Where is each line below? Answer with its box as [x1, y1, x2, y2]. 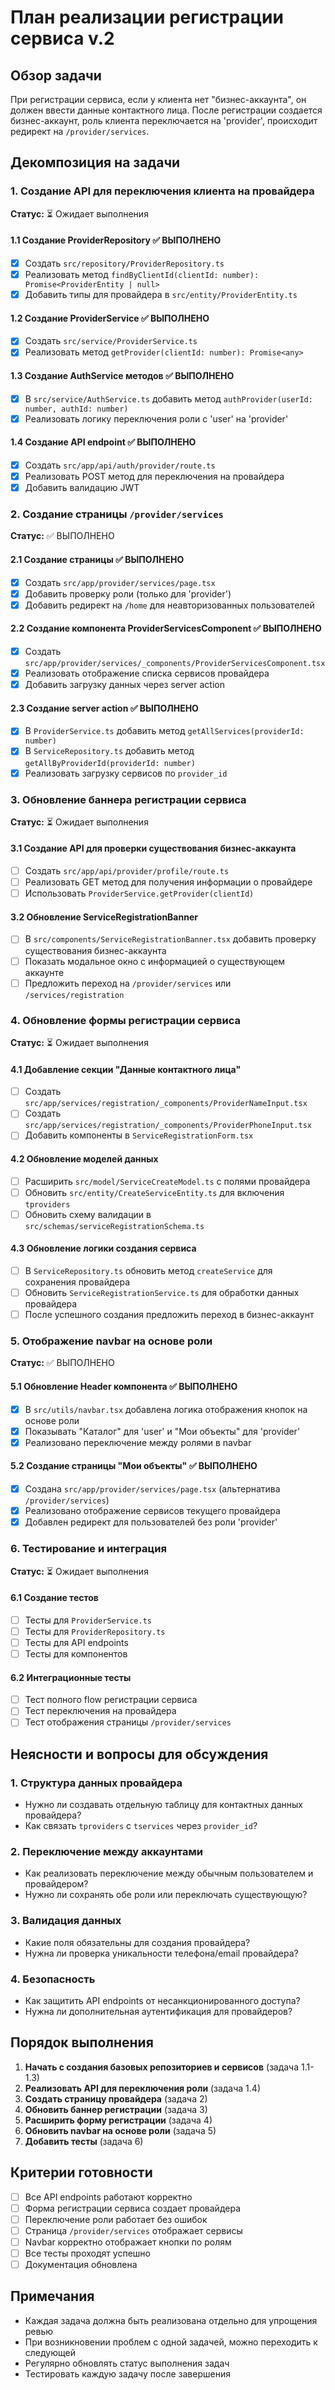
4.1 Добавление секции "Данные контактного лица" [10, 1063, 242, 1075]
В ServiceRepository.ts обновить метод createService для [24, 1264, 273, 1276]
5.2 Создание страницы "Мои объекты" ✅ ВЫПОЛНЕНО [10, 1460, 258, 1472]
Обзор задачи [10, 67, 102, 84]
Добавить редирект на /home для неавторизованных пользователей [24, 599, 315, 611]
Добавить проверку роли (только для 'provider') [24, 587, 232, 600]
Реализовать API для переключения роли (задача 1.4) [24, 2082, 261, 2094]
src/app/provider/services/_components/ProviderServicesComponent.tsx [24, 659, 326, 669]
